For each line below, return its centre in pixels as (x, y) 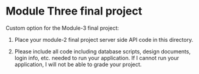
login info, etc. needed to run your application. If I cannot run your (97, 58)
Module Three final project (74, 11)
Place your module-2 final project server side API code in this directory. (104, 39)
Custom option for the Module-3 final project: (62, 28)
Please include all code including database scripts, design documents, (103, 51)
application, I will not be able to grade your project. (78, 64)
